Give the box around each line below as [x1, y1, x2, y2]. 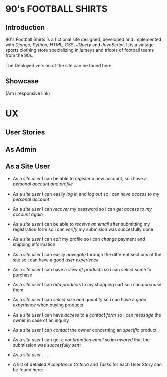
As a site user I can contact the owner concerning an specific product [12, 327, 157, 333]
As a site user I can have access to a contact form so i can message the [12, 311, 162, 318]
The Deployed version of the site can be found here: [5, 62, 113, 68]
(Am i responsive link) [5, 90, 50, 96]
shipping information [12, 241, 56, 247]
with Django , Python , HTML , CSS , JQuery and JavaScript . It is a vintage [5, 42, 154, 48]
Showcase [5, 77, 39, 86]
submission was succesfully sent [12, 342, 81, 348]
